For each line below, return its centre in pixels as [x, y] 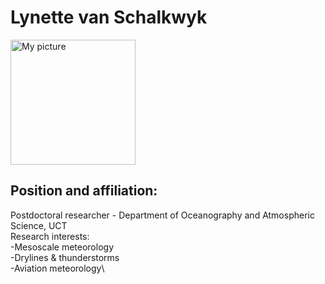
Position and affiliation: [84, 191]
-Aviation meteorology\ [57, 268]
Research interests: [50, 236]
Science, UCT [39, 225]
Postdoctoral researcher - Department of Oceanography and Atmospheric [162, 215]
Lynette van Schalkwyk [109, 17]
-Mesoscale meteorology [62, 247]
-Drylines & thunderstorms [65, 257]
